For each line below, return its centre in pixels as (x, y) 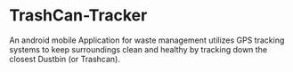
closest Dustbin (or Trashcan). (65, 59)
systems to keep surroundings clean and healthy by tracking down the (138, 49)
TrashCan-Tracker (78, 16)
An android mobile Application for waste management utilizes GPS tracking (147, 40)
